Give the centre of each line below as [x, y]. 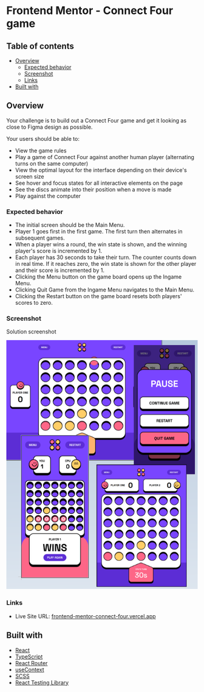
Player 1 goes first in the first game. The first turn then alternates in [99, 232]
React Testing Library [42, 682]
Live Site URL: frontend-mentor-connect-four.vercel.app [85, 616]
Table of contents [40, 46]
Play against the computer [48, 196]
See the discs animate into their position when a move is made [93, 189]
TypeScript [29, 657]
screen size [29, 176]
